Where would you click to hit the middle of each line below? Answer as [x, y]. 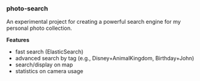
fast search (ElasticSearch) [49, 52]
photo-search [27, 9]
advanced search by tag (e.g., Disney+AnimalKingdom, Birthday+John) [105, 58]
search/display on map [44, 65]
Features [18, 40]
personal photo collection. [39, 28]
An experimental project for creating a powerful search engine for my [94, 22]
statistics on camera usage [49, 71]
